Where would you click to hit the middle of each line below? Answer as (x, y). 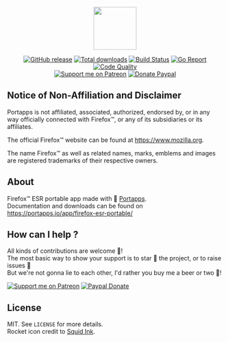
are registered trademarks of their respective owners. (83, 160)
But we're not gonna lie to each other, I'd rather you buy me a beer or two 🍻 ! (114, 273)
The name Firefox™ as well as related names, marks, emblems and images (111, 153)
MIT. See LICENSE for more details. (55, 324)
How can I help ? (43, 235)
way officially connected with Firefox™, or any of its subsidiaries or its (105, 119)
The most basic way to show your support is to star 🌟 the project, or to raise (114, 258)
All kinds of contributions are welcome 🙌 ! (65, 251)
